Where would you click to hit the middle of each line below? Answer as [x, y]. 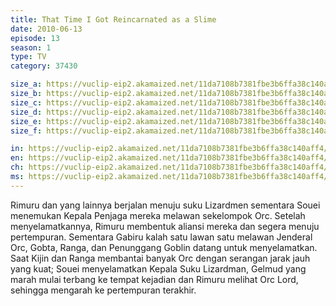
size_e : [26, 121]
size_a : [26, 84]
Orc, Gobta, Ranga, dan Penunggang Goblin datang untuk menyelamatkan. [164, 247]
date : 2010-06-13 [46, 29]
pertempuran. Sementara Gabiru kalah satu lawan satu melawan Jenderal [161, 237]
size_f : [26, 131]
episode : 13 [35, 38]
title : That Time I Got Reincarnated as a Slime [113, 19]
